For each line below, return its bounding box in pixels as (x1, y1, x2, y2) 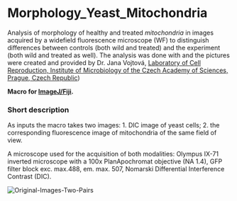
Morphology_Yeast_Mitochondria (7, 5, 208, 21)
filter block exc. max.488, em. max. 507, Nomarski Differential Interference (7, 165, 225, 173)
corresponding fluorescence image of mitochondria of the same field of (7, 129, 217, 137)
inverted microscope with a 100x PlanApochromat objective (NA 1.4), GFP (7, 157, 223, 166)
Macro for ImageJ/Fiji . (7, 87, 74, 96)
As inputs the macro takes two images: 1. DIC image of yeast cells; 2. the (7, 121, 220, 130)
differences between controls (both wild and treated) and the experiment (7, 43, 221, 52)
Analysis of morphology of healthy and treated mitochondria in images (7, 28, 214, 37)
